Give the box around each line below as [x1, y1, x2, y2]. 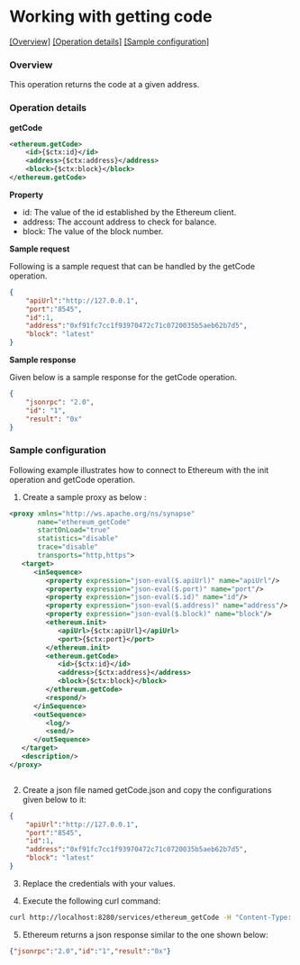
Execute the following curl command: [22, 895, 160, 906]
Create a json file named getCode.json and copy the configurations [22, 784, 272, 795]
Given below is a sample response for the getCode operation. [9, 372, 237, 383]
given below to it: [22, 794, 87, 805]
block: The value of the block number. [22, 225, 164, 236]
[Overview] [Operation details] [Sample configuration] [9, 36, 210, 47]
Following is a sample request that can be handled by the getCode [9, 260, 255, 271]
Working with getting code [9, 6, 213, 27]
